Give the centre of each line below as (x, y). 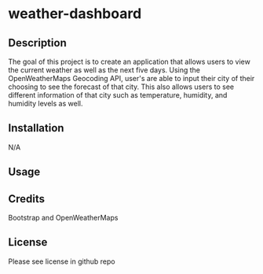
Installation (36, 128)
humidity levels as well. (46, 104)
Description (37, 43)
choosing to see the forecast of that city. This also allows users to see (121, 87)
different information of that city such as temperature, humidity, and (118, 95)
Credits (27, 199)
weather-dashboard (75, 14)
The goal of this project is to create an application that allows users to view (130, 61)
